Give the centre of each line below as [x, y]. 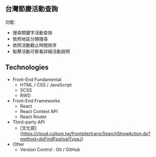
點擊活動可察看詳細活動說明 [41, 51]
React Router [33, 116]
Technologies [27, 67]
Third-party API [29, 122]
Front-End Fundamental [37, 79]
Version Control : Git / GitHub [50, 149]
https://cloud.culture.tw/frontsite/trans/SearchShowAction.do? [86, 133]
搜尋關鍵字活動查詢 [32, 32]
